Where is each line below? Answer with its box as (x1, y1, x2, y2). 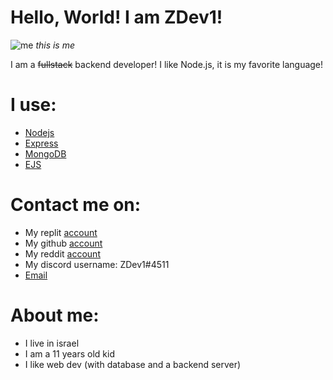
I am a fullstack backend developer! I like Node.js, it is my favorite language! (10, 58, 324, 70)
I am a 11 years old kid (24, 347, 115, 360)
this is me (35, 39, 76, 51)
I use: (10, 94, 57, 116)
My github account (24, 237, 103, 249)
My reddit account (24, 247, 101, 260)
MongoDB (24, 147, 67, 160)
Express (24, 137, 59, 149)
